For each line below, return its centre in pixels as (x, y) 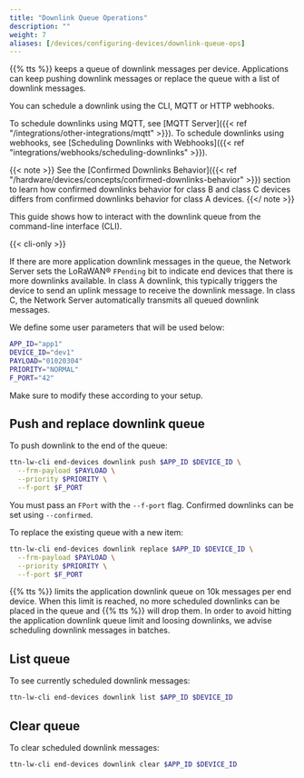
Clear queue (45, 726)
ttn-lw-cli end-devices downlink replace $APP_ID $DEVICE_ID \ (132, 549)
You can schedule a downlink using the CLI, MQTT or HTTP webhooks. (142, 106)
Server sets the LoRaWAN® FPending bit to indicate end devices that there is (151, 271)
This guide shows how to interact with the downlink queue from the (135, 217)
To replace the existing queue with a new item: (97, 532)
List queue (40, 658)
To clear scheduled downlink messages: (85, 747)
